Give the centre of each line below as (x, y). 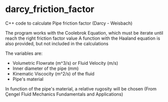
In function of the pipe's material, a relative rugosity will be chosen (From (81, 88)
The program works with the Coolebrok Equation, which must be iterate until (84, 33)
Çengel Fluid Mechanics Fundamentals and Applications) (64, 94)
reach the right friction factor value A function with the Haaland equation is (83, 38)
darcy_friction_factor (50, 9)
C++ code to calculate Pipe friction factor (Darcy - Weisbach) (69, 23)
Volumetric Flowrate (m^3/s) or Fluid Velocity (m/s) (65, 63)
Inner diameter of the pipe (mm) (46, 68)
